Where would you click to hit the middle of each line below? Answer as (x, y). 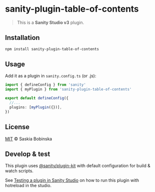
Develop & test (28, 154)
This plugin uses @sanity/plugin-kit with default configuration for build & (78, 166)
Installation (22, 38)
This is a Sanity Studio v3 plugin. (50, 22)
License (17, 127)
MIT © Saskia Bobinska (29, 139)
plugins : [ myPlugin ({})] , (36, 107)
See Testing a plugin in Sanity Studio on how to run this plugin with (72, 180)
